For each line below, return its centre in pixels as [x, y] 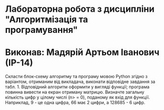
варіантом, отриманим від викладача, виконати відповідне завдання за [80, 82]
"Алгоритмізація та [47, 19]
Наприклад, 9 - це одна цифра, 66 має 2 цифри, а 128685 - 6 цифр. [75, 103]
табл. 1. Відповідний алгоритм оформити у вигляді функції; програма [77, 87]
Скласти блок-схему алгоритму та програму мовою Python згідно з [76, 77]
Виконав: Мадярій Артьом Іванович [82, 52]
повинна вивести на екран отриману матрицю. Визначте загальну [75, 92]
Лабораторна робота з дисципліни [80, 9]
